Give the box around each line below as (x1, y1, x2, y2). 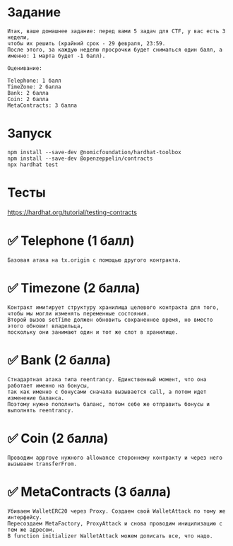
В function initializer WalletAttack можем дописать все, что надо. (7, 532, 213, 540)
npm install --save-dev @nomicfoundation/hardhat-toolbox (7, 149, 181, 156)
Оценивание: (7, 64, 42, 71)
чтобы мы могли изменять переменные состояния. (7, 310, 150, 317)
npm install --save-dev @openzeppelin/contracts (7, 155, 153, 162)
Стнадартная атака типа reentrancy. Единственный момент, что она (7, 376, 207, 383)
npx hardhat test (7, 161, 59, 168)
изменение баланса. (7, 394, 65, 402)
